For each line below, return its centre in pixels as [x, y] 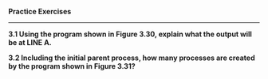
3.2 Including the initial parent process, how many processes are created [132, 58]
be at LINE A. [30, 42]
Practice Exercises [40, 11]
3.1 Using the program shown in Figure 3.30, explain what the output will [130, 34]
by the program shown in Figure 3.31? [72, 66]
